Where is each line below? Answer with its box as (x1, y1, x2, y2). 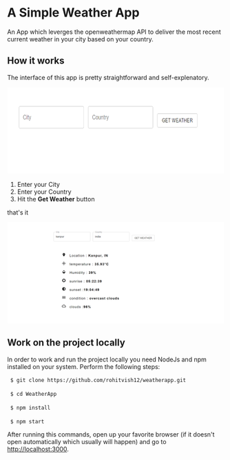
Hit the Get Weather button (17, 194, 95, 203)
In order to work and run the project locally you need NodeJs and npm (7, 355, 207, 363)
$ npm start (10, 418, 45, 425)
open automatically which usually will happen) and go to (7, 437, 167, 446)
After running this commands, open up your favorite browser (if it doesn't (7, 430, 215, 439)
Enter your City (17, 180, 61, 188)
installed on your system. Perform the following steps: (7, 362, 160, 370)
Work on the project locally (7, 337, 125, 349)
